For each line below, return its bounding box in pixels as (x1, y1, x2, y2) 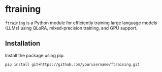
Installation (5, 39, 40, 48)
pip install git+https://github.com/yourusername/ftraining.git (5, 62, 140, 67)
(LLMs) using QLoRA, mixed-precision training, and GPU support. (5, 25, 138, 31)
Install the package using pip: (5, 52, 65, 58)
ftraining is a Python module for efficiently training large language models (5, 20, 158, 26)
